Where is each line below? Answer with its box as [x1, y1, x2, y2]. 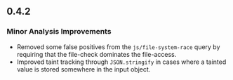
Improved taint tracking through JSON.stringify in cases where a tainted [16, 58, 227, 66]
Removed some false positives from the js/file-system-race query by [16, 42, 220, 51]
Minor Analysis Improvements [6, 27, 112, 36]
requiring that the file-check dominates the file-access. [16, 50, 177, 58]
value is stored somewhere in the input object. [16, 65, 151, 73]
